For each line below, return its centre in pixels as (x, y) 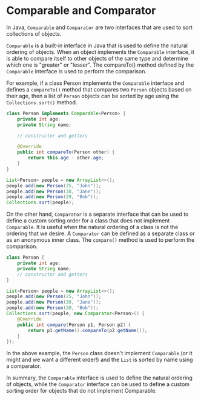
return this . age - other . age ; (66, 158)
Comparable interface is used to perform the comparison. (77, 71)
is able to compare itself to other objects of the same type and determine (97, 58)
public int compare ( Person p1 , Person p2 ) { (74, 325)
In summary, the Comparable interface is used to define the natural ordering (99, 378)
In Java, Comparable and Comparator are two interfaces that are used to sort (99, 27)
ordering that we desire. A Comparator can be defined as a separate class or (100, 233)
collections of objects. (34, 33)
